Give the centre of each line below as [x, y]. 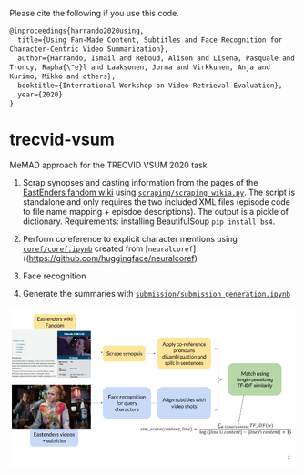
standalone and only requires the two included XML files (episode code [157, 202]
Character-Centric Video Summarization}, [89, 49]
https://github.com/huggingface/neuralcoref [111, 258]
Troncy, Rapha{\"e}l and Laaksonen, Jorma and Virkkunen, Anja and [140, 67]
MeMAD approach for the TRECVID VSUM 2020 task [108, 165]
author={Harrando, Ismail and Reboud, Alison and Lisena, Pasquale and [157, 58]
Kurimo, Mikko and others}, [63, 76]
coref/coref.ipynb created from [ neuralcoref [108, 248]
